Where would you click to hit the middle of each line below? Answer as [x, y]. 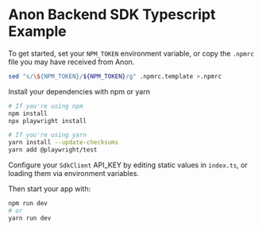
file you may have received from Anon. [71, 62]
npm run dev [28, 204]
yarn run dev [30, 218]
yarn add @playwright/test [53, 150]
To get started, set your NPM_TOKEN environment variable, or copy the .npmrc [131, 53]
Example [37, 31]
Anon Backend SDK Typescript [112, 15]
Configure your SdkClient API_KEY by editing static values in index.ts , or [128, 165]
